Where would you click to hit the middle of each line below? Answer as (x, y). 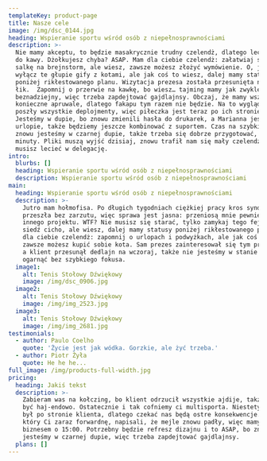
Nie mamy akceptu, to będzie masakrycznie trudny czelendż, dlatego (131, 52)
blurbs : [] (33, 164)
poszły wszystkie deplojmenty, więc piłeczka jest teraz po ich (124, 112)
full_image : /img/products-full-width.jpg (79, 370)
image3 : (28, 311)
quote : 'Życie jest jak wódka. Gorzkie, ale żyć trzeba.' (120, 348)
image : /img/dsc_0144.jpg (51, 30)
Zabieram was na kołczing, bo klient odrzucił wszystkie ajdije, (133, 400)
